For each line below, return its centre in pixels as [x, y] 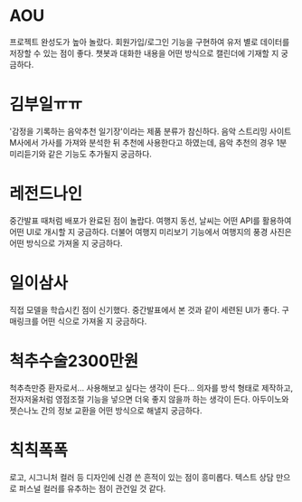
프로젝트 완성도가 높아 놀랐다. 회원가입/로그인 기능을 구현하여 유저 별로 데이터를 [150, 42]
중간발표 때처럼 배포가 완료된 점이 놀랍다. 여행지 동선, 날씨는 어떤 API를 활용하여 [151, 220]
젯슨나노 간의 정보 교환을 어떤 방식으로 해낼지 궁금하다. [106, 410]
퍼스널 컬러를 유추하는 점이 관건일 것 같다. [92, 488]
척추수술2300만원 [74, 360]
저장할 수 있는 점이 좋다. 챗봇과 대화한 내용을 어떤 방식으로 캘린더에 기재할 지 [144, 53]
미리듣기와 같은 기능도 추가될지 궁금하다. [80, 154]
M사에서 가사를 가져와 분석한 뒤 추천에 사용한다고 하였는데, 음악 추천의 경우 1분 [148, 142]
